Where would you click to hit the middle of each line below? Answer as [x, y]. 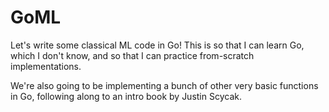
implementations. [46, 66]
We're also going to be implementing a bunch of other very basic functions [164, 85]
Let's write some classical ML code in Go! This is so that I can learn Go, [157, 45]
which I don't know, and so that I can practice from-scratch [132, 55]
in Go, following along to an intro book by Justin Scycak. [126, 96]
